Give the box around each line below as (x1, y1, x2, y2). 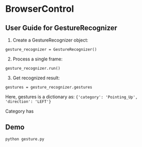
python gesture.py (5, 136, 44, 141)
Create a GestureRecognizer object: (12, 37, 88, 43)
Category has (5, 108, 34, 114)
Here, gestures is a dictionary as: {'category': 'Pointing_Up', (5, 94, 138, 100)
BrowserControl (5, 3, 74, 15)
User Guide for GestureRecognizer (5, 24, 117, 32)
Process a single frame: (12, 56, 63, 62)
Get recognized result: (12, 75, 60, 81)
